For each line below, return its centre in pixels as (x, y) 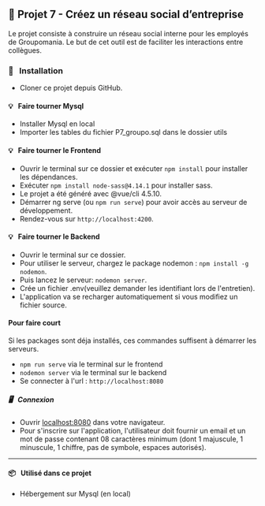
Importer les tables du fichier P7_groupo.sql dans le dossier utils (123, 132)
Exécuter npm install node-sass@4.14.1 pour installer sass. (116, 185)
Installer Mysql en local (57, 124)
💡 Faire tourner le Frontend (54, 150)
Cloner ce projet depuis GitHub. (71, 88)
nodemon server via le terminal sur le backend (93, 372)
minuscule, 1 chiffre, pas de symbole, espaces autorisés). (113, 447)
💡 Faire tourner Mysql (46, 106)
